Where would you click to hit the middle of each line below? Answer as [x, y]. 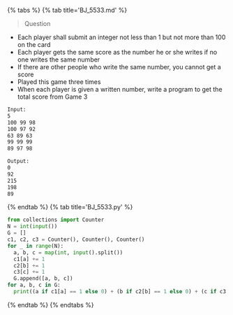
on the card [34, 44]
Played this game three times [59, 82]
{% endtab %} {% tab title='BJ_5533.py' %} [70, 207]
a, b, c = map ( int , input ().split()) [68, 252]
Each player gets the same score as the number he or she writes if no [117, 52]
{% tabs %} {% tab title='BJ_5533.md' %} [67, 10]
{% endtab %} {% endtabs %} [51, 304]
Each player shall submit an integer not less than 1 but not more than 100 [121, 37]
